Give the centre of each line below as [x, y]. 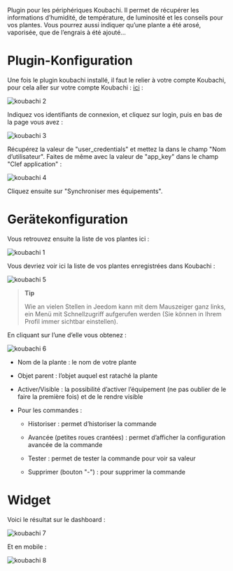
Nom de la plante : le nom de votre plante [77, 362]
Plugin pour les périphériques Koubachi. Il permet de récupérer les [103, 10]
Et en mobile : [27, 547]
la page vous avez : [35, 122]
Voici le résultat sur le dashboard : [57, 519]
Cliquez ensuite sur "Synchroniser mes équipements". [85, 191]
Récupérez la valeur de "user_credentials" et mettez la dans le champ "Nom [116, 149]
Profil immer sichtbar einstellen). [71, 321]
